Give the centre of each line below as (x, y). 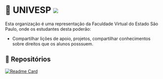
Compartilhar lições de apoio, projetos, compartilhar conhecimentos (81, 39)
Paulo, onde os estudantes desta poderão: (48, 29)
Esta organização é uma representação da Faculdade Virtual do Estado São (82, 24)
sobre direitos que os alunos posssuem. (53, 43)
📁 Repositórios (28, 59)
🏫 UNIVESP (28, 10)
